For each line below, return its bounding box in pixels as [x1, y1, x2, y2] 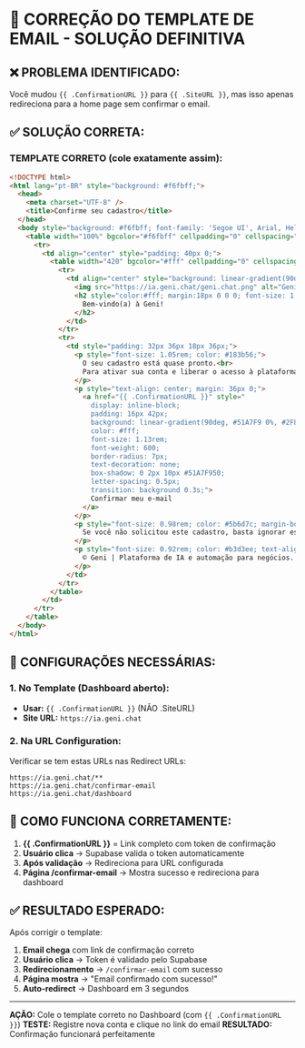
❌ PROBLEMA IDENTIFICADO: [9, 65, 181, 80]
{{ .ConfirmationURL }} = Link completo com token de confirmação [22, 838, 277, 849]
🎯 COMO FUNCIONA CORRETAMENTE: [9, 814, 232, 830]
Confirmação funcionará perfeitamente [9, 1029, 156, 1040]
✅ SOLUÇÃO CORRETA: [9, 125, 145, 140]
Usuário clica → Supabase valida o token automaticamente [22, 847, 245, 859]
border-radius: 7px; [90, 451, 169, 461]
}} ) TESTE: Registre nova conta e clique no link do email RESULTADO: [9, 1019, 272, 1030]
